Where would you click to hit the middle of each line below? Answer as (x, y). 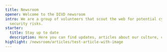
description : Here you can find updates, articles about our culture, (84, 38)
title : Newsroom (22, 10)
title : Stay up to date (34, 33)
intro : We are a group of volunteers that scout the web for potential (81, 19)
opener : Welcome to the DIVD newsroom (45, 14)
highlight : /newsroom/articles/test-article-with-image (64, 42)
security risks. (26, 24)
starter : (14, 28)
